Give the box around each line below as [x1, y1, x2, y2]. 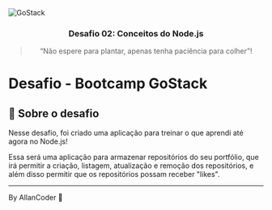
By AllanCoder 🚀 [8, 193, 63, 203]
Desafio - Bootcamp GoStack [8, 74, 208, 93]
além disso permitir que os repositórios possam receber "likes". [8, 170, 220, 179]
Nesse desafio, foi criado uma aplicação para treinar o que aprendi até [8, 128, 244, 138]
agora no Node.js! [8, 136, 69, 146]
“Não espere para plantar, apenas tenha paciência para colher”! [40, 46, 253, 56]
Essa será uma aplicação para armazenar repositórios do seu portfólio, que [8, 153, 259, 162]
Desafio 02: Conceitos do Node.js [68, 27, 204, 39]
